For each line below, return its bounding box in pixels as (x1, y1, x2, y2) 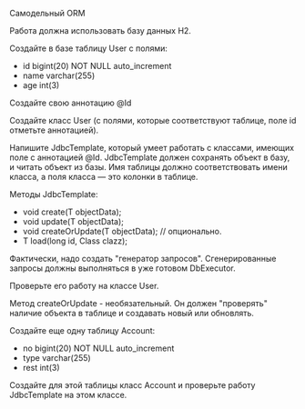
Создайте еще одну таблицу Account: (9, 325, 156, 335)
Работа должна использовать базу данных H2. (9, 25, 191, 35)
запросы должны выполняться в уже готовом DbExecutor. (9, 263, 236, 274)
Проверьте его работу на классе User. (9, 281, 159, 291)
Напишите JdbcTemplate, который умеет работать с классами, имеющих (9, 143, 294, 153)
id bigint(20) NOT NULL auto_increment (22, 61, 172, 71)
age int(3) (22, 80, 60, 90)
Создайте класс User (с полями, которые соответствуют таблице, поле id (9, 115, 297, 125)
